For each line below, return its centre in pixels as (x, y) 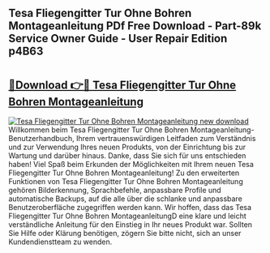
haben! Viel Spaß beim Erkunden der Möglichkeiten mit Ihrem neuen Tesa (131, 164)
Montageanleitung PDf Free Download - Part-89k (135, 26)
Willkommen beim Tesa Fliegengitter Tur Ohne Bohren (99, 130)
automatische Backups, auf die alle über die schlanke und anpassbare (126, 199)
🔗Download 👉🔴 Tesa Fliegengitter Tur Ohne (122, 85)
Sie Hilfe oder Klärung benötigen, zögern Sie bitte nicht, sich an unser (125, 233)
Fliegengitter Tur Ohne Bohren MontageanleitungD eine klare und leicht (128, 216)
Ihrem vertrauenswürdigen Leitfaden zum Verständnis (166, 138)
